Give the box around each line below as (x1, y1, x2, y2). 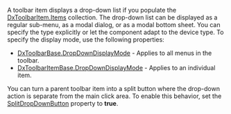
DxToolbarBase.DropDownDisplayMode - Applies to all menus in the (17, 49, 212, 57)
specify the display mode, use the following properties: (7, 35, 164, 44)
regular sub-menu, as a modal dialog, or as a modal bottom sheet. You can (7, 21, 221, 28)
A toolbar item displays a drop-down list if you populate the (7, 6, 177, 14)
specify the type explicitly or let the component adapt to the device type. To (7, 28, 224, 36)
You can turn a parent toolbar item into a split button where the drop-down (7, 85, 221, 92)
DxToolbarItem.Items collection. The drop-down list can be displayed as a (7, 13, 218, 22)
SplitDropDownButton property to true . (7, 99, 119, 107)
